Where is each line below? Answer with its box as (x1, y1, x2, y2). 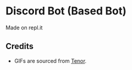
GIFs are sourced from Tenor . (14, 57, 87, 64)
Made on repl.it (5, 24, 43, 31)
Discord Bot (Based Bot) (5, 4, 127, 18)
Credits (5, 41, 34, 51)
